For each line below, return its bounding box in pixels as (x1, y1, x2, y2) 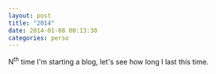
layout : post (8, 11, 52, 20)
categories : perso (8, 33, 69, 42)
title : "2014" (8, 19, 56, 27)
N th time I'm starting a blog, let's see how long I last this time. (8, 56, 209, 66)
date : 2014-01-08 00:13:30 (8, 26, 98, 34)
